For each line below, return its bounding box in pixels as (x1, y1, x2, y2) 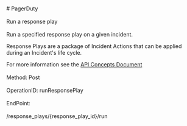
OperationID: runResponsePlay (6, 87, 83, 94)
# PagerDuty (6, 5, 38, 12)
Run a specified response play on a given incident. (6, 31, 133, 38)
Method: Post (6, 74, 40, 81)
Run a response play (6, 18, 58, 25)
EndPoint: (6, 100, 30, 107)
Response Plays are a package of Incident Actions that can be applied (6, 43, 182, 50)
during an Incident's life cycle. (6, 49, 82, 56)
